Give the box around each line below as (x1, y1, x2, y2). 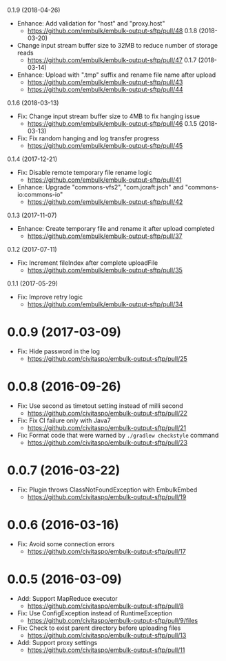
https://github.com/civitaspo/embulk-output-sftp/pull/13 (27, 631, 187, 639)
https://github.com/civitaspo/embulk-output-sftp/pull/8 (27, 602, 184, 610)
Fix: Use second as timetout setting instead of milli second (17, 401, 184, 410)
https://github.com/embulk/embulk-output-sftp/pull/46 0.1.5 (27, 120, 198, 127)
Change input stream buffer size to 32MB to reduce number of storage (17, 41, 218, 49)
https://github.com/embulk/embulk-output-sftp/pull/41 (27, 176, 182, 184)
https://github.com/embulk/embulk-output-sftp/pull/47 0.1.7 (27, 56, 197, 64)
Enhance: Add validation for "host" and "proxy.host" (17, 19, 165, 27)
